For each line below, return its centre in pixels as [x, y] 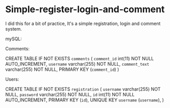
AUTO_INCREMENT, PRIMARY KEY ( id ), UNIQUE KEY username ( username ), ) [85, 100]
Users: [12, 79]
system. [14, 29]
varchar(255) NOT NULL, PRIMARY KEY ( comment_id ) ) [62, 69]
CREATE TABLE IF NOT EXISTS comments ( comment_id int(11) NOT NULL [80, 58]
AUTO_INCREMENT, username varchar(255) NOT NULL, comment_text [77, 64]
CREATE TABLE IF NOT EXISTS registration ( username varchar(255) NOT [83, 89]
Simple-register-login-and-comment [85, 9]
